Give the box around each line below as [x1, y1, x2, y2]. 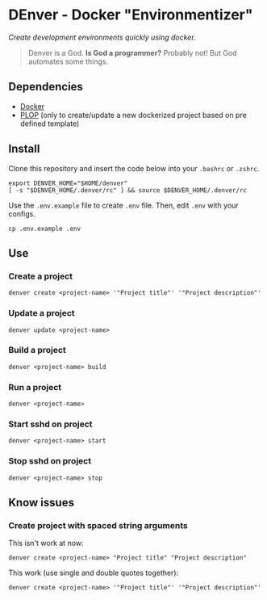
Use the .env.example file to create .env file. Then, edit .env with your [8, 200, 240, 210]
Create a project [8, 271, 73, 282]
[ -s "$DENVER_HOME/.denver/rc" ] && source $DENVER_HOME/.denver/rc [8, 186, 248, 195]
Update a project [8, 308, 75, 319]
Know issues [8, 496, 75, 510]
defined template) [19, 119, 80, 128]
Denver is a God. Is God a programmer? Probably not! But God [27, 48, 237, 57]
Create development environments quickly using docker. [8, 32, 196, 42]
